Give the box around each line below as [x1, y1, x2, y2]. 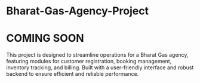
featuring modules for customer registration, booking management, [6, 58, 172, 65]
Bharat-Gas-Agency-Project [6, 4, 149, 18]
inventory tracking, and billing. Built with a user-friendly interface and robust [6, 64, 194, 71]
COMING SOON [6, 32, 85, 45]
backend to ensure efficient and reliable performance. [6, 70, 139, 78]
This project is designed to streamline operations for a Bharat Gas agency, [6, 51, 189, 59]
